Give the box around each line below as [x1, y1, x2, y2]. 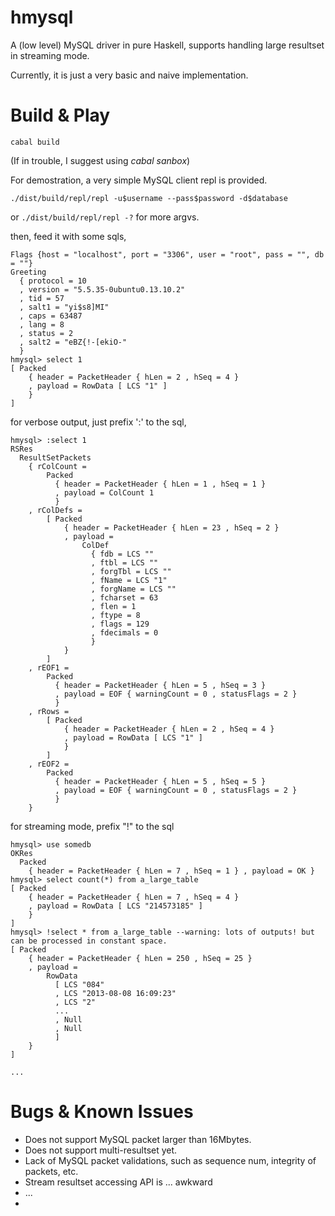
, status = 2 [19, 328, 74, 338]
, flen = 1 [90, 601, 137, 611]
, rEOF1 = [28, 662, 70, 673]
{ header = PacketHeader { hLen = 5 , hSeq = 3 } [54, 680, 267, 690]
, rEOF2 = [28, 759, 70, 769]
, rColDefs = [28, 505, 83, 515]
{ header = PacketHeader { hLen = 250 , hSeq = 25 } [28, 953, 253, 963]
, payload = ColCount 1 [54, 487, 155, 498]
